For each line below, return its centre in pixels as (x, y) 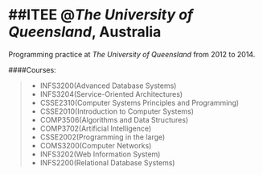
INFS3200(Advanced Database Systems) (108, 85)
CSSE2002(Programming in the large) (103, 137)
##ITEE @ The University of (101, 15)
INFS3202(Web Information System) (100, 154)
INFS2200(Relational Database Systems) (107, 162)
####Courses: (32, 69)
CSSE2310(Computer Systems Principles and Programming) (140, 102)
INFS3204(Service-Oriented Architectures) (111, 94)
